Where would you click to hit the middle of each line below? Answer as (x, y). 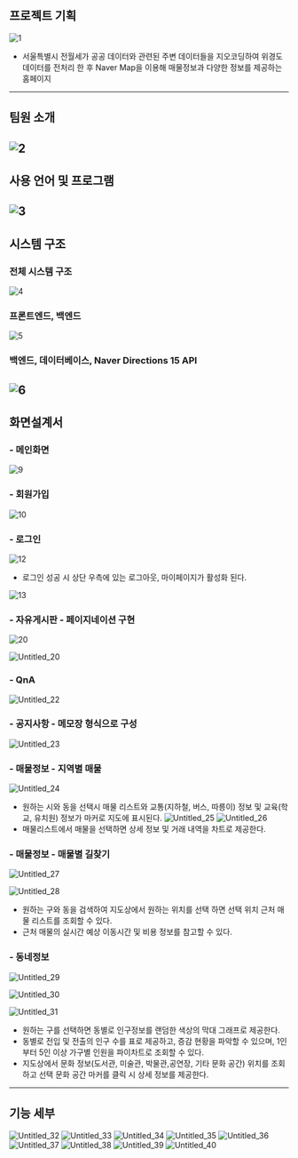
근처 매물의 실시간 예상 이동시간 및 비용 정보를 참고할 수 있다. (127, 932)
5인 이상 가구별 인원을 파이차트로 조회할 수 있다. (121, 1052)
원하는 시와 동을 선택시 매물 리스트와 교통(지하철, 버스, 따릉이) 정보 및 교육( (151, 807)
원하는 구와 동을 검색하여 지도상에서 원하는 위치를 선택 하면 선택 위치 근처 (149, 910)
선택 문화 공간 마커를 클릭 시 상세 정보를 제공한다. (124, 1074)
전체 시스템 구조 (41, 271)
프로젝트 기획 (43, 16)
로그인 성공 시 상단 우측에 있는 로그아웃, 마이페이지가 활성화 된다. (134, 577)
